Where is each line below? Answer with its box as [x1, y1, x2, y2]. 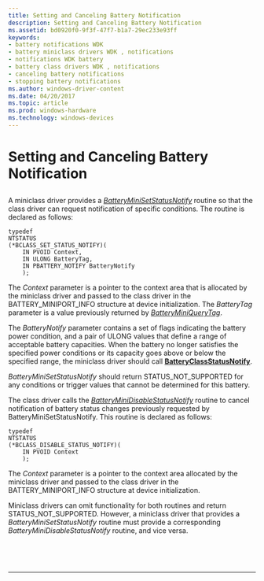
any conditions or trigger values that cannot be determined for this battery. [8, 380, 250, 390]
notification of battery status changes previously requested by [8, 404, 210, 413]
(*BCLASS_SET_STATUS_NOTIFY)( [8, 242, 108, 250]
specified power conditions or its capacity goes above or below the [8, 348, 226, 358]
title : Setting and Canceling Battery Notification [8, 11, 181, 20]
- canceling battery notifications [8, 70, 125, 78]
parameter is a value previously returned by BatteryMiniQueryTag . [8, 308, 222, 317]
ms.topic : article [8, 99, 68, 107]
